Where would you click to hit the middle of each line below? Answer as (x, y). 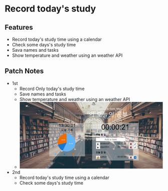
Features (19, 27)
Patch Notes (24, 71)
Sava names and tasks (35, 50)
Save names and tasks (43, 94)
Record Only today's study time (52, 88)
